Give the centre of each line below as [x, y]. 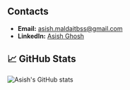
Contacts [28, 12]
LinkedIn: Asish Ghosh [51, 36]
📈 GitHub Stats [42, 59]
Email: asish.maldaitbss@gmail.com [70, 28]
